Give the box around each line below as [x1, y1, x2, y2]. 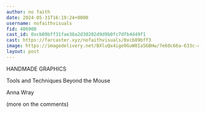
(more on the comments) [6, 100, 69, 108]
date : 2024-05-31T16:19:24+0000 [6, 15, 88, 21]
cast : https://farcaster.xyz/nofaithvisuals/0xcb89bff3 [6, 37, 151, 43]
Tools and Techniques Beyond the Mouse [6, 77, 111, 84]
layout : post [6, 49, 40, 55]
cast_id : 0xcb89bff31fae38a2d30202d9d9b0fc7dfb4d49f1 [6, 32, 146, 38]
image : [6, 43, 23, 49]
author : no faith [6, 9, 51, 15]
